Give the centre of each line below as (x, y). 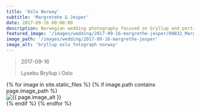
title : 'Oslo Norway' (33, 12)
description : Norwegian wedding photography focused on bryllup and (93, 28)
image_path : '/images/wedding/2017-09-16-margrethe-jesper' (82, 39)
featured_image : (26, 34)
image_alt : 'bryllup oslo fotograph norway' (62, 45)
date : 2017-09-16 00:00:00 (40, 23)
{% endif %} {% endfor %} (39, 103)
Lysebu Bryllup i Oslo (47, 73)
